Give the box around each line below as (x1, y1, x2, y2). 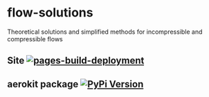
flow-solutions (7, 5, 93, 21)
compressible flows (7, 34, 64, 43)
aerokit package (7, 78, 79, 90)
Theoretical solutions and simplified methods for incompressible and (7, 28, 203, 36)
